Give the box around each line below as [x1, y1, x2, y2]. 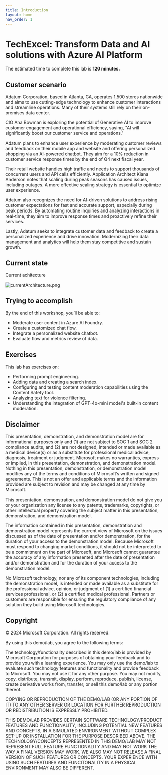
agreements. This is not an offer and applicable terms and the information [5, 476, 157, 482]
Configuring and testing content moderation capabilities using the [12, 384, 148, 390]
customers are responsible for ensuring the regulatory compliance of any [5, 596, 156, 602]
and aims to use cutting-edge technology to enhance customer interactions [5, 99, 161, 105]
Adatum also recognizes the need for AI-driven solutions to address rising [5, 197, 158, 203]
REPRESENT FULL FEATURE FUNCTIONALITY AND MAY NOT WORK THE [5, 744, 157, 750]
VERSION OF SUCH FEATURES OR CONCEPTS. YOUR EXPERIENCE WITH [5, 754, 158, 760]
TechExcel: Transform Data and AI [5, 38, 150, 50]
